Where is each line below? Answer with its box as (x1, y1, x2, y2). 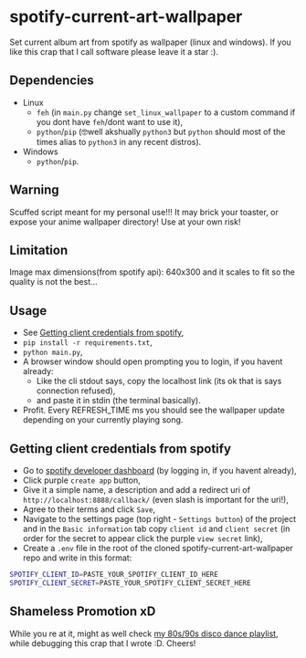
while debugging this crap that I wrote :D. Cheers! (9, 637, 196, 649)
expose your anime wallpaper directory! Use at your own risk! (9, 216, 241, 227)
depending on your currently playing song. (22, 414, 184, 425)
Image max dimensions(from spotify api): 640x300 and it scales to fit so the (9, 266, 295, 277)
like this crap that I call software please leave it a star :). (9, 46, 219, 57)
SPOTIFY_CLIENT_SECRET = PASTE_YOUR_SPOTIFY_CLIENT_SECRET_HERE (9, 578, 251, 588)
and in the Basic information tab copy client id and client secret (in (22, 523, 290, 534)
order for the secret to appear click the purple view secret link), (22, 533, 263, 544)
